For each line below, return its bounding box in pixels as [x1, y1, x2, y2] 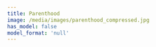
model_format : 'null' [7, 29, 70, 37]
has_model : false [7, 23, 57, 30]
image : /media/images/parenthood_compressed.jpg [7, 17, 150, 23]
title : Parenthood [7, 10, 60, 17]
